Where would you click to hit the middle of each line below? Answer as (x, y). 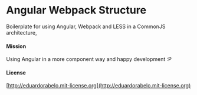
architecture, (22, 32)
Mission (16, 46)
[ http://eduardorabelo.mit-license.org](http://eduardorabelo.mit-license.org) (98, 86)
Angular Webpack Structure (76, 10)
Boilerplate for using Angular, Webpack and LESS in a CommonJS (86, 26)
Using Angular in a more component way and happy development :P (89, 59)
